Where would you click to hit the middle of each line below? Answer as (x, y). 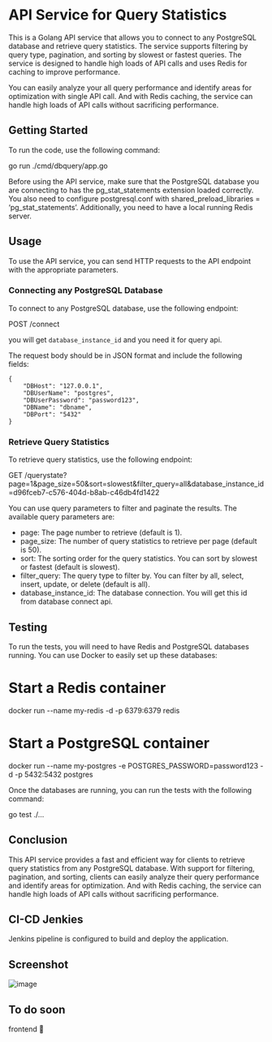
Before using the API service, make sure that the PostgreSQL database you (134, 181)
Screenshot (39, 964)
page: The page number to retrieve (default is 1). (101, 532)
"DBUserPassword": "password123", (81, 400)
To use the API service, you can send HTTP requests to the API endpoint (130, 260)
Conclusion (38, 840)
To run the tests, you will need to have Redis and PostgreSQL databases (129, 646)
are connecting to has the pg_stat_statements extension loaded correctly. (131, 190)
